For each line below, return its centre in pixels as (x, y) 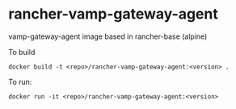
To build (22, 52)
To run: (20, 82)
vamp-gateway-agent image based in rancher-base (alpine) (108, 36)
